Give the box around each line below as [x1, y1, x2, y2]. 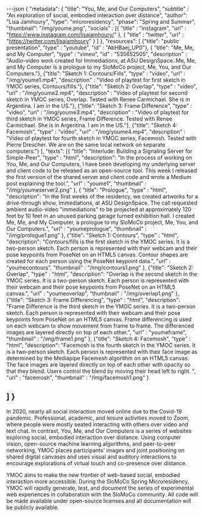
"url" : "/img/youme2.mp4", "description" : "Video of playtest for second [6, 90, 188, 96]
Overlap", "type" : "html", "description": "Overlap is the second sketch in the [6, 270, 198, 278]
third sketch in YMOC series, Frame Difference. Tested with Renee [6, 115, 172, 122]
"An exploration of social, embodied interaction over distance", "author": [6, 12, 188, 19]
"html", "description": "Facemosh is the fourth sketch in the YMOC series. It [6, 342, 196, 349]
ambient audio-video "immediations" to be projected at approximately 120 [6, 206, 192, 213]
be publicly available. [6, 504, 60, 511]
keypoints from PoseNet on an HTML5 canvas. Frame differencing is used [6, 316, 192, 323]
